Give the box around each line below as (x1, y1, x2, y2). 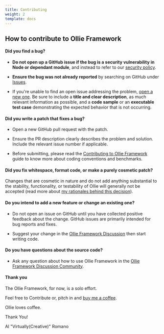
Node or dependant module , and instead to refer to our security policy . (12, 64, 156, 70)
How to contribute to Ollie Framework (5, 34, 121, 43)
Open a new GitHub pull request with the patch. (12, 126, 109, 133)
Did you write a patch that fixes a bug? (5, 115, 85, 121)
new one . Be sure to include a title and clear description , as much (12, 94, 146, 100)
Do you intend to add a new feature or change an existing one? (5, 199, 135, 205)
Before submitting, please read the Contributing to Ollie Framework (12, 151, 148, 157)
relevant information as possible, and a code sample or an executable (12, 99, 154, 105)
